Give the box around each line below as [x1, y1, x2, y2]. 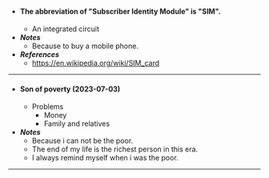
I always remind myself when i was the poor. [31, 153, 179, 163]
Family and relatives [43, 119, 110, 128]
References [19, 50, 60, 59]
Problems [31, 102, 64, 111]
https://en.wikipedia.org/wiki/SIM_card [31, 59, 160, 68]
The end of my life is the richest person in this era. [31, 144, 199, 154]
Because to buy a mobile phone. [31, 41, 139, 51]
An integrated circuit [31, 24, 100, 34]
